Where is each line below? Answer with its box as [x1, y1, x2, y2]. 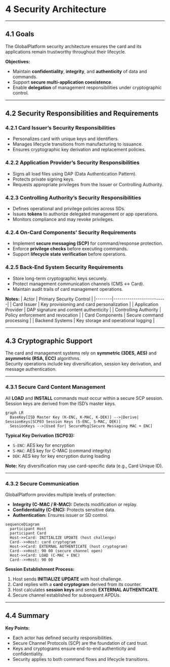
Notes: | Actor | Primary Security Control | [5, 296, 93, 302]
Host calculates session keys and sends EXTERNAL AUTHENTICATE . [12, 587, 159, 593]
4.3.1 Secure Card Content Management [5, 383, 106, 390]
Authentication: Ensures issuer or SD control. [12, 512, 109, 518]
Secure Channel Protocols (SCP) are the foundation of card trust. [12, 640, 148, 646]
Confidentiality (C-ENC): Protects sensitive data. [12, 507, 116, 513]
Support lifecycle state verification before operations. [12, 251, 127, 257]
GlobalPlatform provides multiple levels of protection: [5, 492, 116, 498]
